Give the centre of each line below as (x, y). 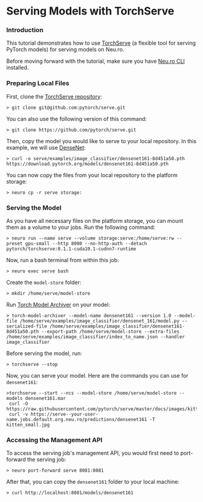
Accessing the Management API (54, 440)
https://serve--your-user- (64, 414)
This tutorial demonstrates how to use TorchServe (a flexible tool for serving (101, 43)
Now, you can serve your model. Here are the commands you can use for (97, 376)
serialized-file (27, 327)
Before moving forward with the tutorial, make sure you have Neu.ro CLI (96, 61)
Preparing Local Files (38, 83)
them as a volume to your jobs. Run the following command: (81, 227)
